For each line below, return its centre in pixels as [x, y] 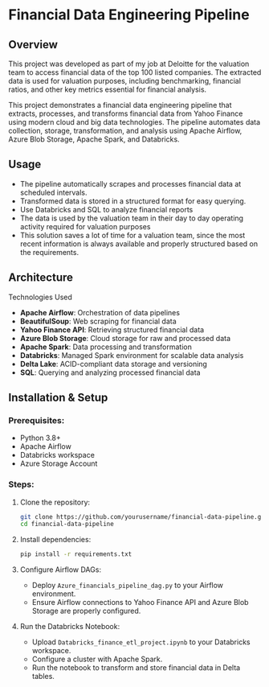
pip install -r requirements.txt [76, 554]
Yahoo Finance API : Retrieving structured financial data [112, 329]
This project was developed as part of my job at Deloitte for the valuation [129, 64]
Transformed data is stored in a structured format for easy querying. [133, 201]
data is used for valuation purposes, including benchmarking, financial [124, 81]
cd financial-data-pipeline [67, 525]
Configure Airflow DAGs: [61, 570]
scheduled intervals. [53, 192]
